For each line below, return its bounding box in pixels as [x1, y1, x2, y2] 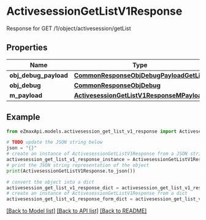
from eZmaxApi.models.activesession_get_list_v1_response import [6, 128, 177, 135]
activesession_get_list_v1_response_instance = [6, 157, 131, 163]
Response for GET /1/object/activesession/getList [6, 25, 131, 32]
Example [6, 112, 40, 122]
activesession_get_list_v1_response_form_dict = [6, 196, 133, 202]
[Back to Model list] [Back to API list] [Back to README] [6, 207, 147, 214]
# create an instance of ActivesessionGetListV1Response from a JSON [6, 151, 188, 157]
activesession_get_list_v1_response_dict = [6, 184, 120, 191]
